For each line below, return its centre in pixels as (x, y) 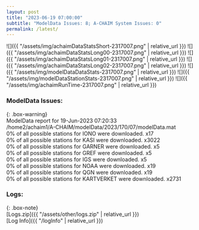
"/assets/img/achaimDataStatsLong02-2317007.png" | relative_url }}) (100, 66)
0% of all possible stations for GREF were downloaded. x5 (79, 153)
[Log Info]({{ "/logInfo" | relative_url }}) (55, 220)
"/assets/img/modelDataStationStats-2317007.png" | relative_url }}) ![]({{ (97, 78)
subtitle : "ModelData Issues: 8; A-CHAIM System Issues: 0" (84, 23)
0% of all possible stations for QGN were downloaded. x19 (79, 172)
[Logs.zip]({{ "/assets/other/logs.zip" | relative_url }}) (73, 214)
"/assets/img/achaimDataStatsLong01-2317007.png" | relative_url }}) (100, 59)
